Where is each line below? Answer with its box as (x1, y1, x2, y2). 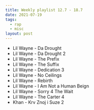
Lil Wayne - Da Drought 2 (12, 50, 66, 57)
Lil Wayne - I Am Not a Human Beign (12, 83, 89, 89)
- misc (10, 26, 24, 32)
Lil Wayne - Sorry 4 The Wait (12, 89, 74, 94)
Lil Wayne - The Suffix (12, 62, 59, 67)
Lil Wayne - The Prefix (12, 56, 59, 62)
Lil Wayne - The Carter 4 (12, 94, 65, 100)
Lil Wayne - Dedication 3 (12, 67, 65, 73)
